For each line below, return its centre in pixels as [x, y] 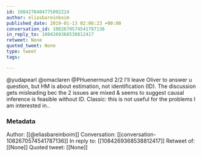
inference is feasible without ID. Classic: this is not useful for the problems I [101, 99]
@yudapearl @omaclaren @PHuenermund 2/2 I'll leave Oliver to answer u [99, 80]
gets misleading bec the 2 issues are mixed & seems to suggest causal [95, 92]
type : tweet [21, 52]
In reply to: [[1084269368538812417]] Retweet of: [132, 141]
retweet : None [24, 40]
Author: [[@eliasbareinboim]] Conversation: [61, 134]
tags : [13, 57]
